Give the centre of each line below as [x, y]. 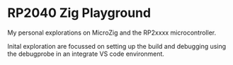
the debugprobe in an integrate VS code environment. [86, 54]
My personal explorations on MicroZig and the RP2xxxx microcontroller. [112, 32]
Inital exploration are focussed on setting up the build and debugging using [117, 46]
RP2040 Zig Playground [79, 13]
